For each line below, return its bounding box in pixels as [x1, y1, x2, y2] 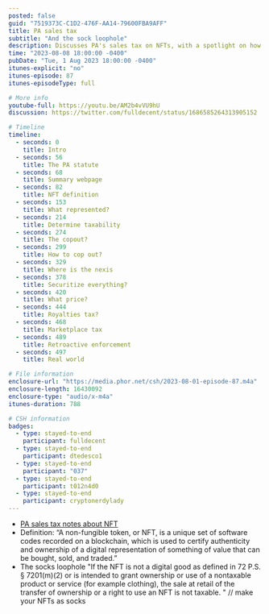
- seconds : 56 [15, 153, 63, 161]
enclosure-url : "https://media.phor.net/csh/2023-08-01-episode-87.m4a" [8, 378, 258, 386]
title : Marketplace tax [23, 326, 103, 334]
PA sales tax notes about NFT [19, 519, 118, 529]
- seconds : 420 [15, 288, 67, 297]
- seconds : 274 [15, 228, 67, 236]
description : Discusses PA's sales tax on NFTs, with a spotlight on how [8, 42, 262, 50]
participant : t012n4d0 [23, 482, 99, 490]
